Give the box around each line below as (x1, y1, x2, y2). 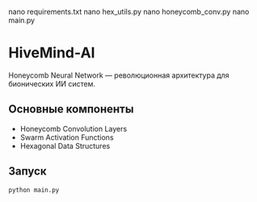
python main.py (8, 186, 60, 194)
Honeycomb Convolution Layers (19, 124, 128, 133)
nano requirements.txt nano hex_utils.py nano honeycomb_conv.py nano (8, 7, 250, 16)
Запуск (8, 165, 47, 179)
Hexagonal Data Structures (19, 141, 111, 150)
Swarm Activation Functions (19, 133, 115, 142)
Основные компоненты (8, 103, 134, 116)
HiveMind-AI (8, 44, 95, 62)
